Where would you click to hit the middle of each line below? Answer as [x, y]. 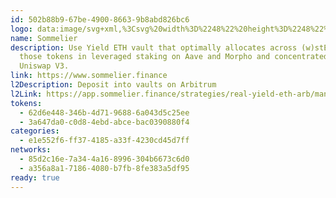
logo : [21, 29]
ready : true [35, 177]
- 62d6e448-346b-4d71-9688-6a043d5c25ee [104, 112]
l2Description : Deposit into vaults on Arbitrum [113, 85]
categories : [35, 131]
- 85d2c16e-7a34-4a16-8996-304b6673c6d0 [104, 159]
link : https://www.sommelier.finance [89, 76]
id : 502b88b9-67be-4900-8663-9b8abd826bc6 [100, 19]
